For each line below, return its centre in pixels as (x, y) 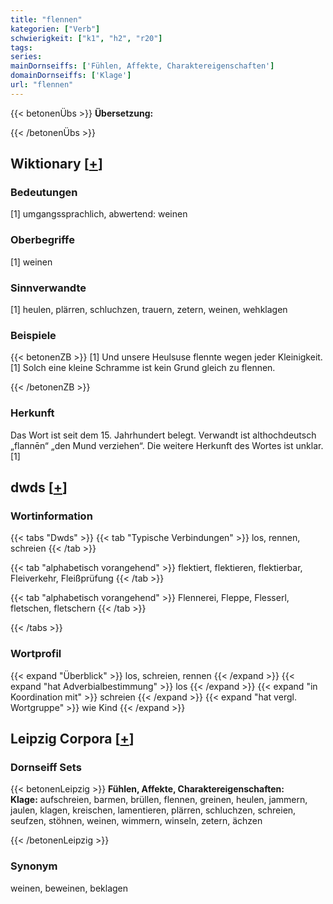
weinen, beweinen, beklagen (69, 888)
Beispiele (33, 335)
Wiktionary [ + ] (56, 164)
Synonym (34, 866)
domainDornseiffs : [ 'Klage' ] (71, 76)
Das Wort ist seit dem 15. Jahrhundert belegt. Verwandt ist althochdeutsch (163, 435)
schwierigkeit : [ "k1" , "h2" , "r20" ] (86, 38)
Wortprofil (36, 654)
